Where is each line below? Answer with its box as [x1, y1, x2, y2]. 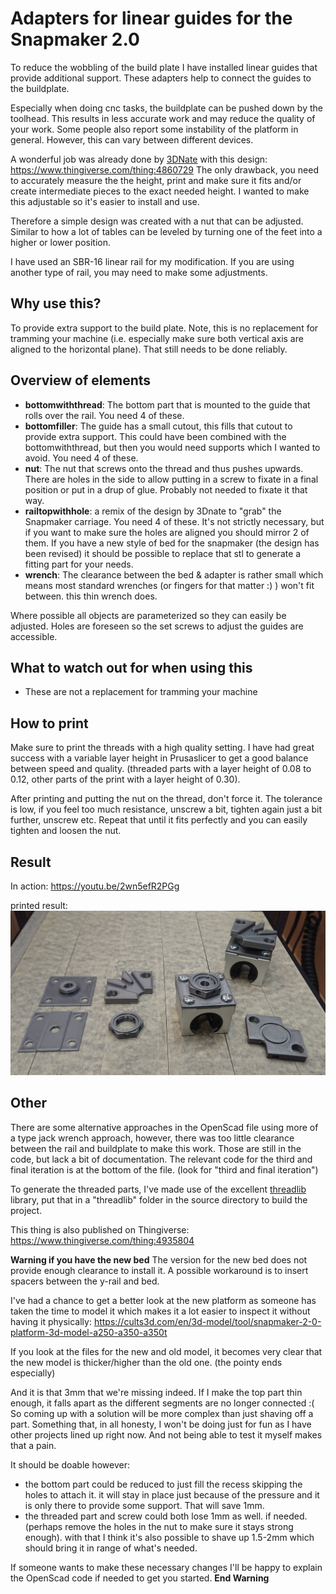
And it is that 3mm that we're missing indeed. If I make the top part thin [10, 1386, 303, 1398]
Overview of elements [10, 372, 152, 389]
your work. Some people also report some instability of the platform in [10, 123, 299, 135]
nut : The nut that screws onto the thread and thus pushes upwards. [24, 462, 304, 474]
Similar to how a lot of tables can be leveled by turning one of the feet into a [10, 225, 323, 237]
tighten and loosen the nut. [10, 825, 122, 837]
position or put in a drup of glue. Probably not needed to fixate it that [24, 483, 308, 496]
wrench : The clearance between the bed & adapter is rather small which [24, 568, 324, 581]
